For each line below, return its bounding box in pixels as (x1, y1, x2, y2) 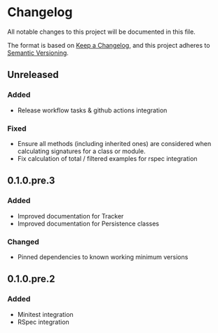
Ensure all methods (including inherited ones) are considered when (17, 139, 212, 148)
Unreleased (7, 69, 60, 81)
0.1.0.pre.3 (7, 175, 55, 187)
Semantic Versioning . (7, 48, 69, 57)
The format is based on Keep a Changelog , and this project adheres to (7, 41, 210, 49)
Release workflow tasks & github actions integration (17, 106, 168, 115)
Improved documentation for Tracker (17, 211, 124, 220)
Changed (7, 237, 40, 247)
